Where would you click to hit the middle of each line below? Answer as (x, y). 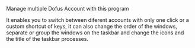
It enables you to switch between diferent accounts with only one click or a (98, 20)
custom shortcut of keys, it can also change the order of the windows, (92, 26)
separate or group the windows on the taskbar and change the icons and (95, 33)
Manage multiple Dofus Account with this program (68, 9)
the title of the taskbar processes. (47, 39)
